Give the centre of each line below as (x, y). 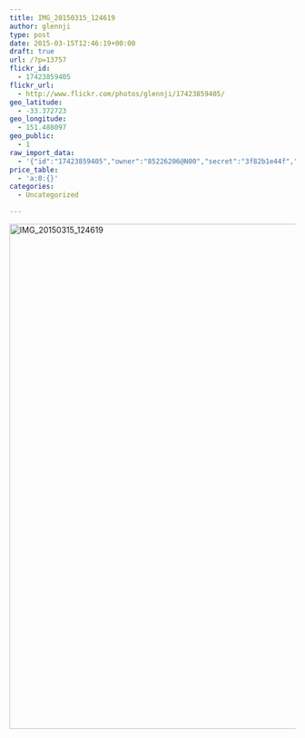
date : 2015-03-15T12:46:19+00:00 (73, 43)
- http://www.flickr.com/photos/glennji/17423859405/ (121, 93)
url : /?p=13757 (38, 60)
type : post (30, 34)
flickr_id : (30, 69)
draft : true (32, 52)
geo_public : (32, 136)
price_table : (34, 170)
